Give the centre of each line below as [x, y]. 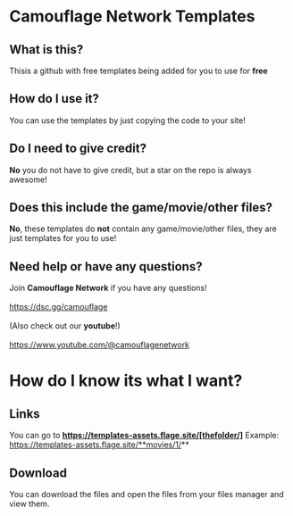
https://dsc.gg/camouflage [59, 307]
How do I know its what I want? [126, 381]
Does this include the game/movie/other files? [141, 208]
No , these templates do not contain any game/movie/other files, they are [143, 229]
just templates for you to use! [63, 238]
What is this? [46, 50]
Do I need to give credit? [78, 149]
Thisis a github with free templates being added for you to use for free [138, 71]
